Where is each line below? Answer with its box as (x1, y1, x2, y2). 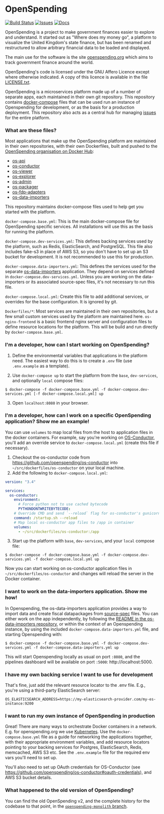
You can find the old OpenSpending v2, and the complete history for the (5, 798, 150, 804)
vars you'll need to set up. (5, 755, 58, 761)
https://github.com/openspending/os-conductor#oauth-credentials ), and (5, 769, 152, 775)
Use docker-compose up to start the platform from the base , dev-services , (12, 372, 158, 378)
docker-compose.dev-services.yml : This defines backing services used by (5, 238, 153, 244)
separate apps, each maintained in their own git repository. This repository (5, 94, 155, 100)
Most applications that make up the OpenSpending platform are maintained (5, 138, 156, 144)
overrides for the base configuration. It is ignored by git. (5, 299, 118, 305)
